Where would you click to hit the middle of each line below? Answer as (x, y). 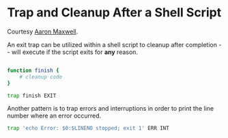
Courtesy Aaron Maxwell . (43, 31)
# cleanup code (41, 77)
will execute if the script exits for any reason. (75, 52)
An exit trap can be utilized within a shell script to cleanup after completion (112, 44)
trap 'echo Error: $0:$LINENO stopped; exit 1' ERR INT (88, 128)
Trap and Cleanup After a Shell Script (114, 13)
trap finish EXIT (32, 96)
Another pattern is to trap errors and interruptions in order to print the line (110, 109)
